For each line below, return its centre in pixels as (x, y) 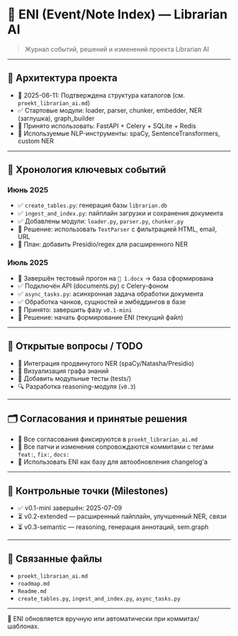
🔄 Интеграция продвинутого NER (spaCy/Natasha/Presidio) (106, 363)
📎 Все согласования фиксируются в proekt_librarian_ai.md (108, 440)
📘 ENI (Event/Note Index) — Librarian (118, 15)
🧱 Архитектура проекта (63, 78)
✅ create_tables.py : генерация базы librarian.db (92, 206)
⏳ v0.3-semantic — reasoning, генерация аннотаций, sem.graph (113, 527)
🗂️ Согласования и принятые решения (97, 419)
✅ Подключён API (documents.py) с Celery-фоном (93, 286)
